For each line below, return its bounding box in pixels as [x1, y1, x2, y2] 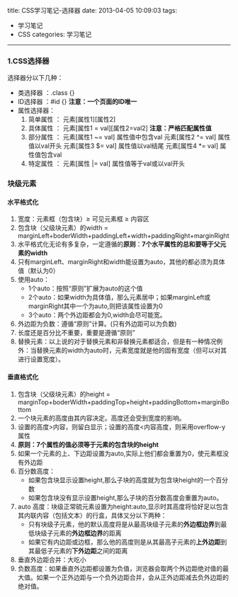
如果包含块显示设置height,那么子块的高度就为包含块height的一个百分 [28, 475, 229, 484]
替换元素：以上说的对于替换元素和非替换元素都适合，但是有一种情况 [17, 337, 217, 346]
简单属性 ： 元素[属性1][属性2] [28, 115, 116, 124]
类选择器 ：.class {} [17, 89, 75, 97]
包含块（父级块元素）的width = [17, 224, 108, 232]
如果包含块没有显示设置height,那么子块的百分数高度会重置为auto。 [28, 493, 223, 501]
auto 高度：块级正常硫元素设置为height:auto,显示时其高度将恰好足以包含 [17, 502, 229, 511]
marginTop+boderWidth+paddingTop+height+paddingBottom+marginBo [17, 397, 229, 406]
